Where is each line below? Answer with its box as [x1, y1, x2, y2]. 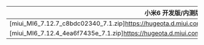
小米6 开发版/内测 [144, 9, 195, 17]
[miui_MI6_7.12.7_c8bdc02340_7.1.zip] [9, 19, 126, 28]
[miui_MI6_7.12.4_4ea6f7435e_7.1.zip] [9, 29, 124, 37]
